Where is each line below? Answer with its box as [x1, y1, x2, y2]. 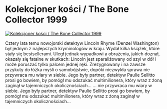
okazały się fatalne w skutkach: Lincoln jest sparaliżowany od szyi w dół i [5, 56, 156, 62]
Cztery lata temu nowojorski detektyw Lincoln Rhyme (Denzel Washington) [5, 40, 159, 46]
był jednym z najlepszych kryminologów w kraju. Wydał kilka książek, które [5, 45, 160, 51]
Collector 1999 [5, 14, 67, 25]
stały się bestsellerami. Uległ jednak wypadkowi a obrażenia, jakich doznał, [5, 51, 160, 57]
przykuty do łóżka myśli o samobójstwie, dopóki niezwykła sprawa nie [5, 66, 150, 73]
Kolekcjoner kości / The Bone [5, 3, 129, 15]
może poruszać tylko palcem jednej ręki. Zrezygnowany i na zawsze [5, 61, 146, 67]
